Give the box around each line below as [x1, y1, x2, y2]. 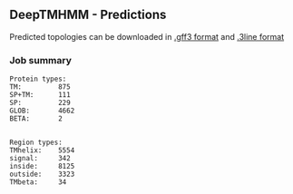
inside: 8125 [9, 162, 75, 171]
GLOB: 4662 [9, 106, 75, 116]
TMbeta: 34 [9, 178, 67, 187]
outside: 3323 [9, 170, 75, 179]
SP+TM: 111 [9, 91, 71, 100]
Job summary [9, 53, 73, 66]
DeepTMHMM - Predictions [9, 7, 167, 23]
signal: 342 [9, 154, 71, 163]
